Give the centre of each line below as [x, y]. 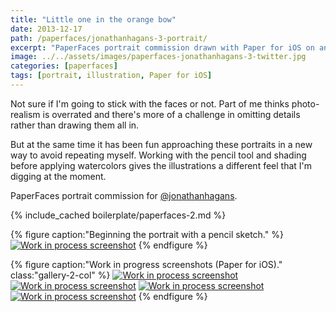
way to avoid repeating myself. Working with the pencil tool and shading [158, 155]
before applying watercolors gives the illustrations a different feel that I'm [161, 165]
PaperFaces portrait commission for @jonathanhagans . [124, 195]
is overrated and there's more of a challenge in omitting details [171, 114]
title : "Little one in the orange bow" [93, 19]
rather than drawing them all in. [75, 125]
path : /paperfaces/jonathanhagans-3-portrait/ [109, 38]
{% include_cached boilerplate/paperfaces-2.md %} [118, 215]
